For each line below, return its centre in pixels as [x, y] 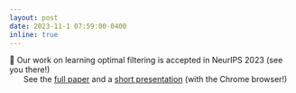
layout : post [34, 18]
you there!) [30, 70]
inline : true [34, 34]
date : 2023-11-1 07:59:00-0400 [68, 26]
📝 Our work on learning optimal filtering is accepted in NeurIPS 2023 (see [146, 60]
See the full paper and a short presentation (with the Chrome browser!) [155, 79]
